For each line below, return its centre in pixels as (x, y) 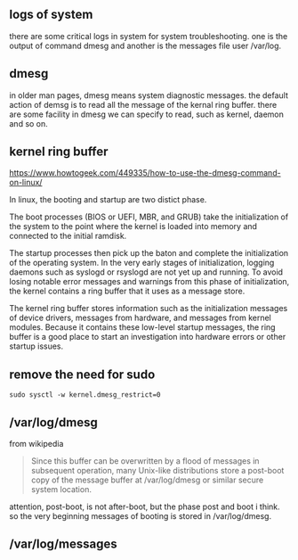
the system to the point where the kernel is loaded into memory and (133, 226)
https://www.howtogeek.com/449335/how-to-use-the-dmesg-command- (145, 173)
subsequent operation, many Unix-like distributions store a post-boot (157, 471)
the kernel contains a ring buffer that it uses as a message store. (127, 291)
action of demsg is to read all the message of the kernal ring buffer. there (143, 104)
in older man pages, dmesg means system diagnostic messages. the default (149, 95)
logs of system (51, 15)
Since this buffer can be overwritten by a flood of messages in (145, 461)
